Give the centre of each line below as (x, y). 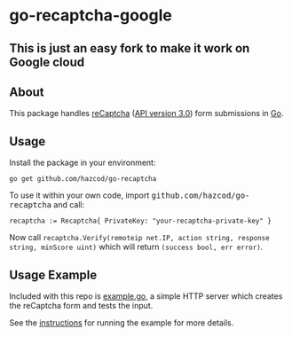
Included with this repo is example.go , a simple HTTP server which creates (146, 296)
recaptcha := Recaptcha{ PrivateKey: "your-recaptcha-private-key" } (141, 221)
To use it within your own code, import (79, 195)
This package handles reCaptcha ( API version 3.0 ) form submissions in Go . (146, 114)
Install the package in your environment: (83, 163)
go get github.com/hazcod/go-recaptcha (83, 179)
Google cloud (47, 62)
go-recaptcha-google (91, 16)
